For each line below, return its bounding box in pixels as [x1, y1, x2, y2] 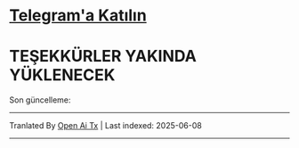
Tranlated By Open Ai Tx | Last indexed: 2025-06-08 [9, 120, 202, 131]
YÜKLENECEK [9, 65, 116, 86]
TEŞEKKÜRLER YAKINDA [9, 46, 198, 67]
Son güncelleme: [9, 95, 71, 105]
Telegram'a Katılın [9, 5, 147, 26]
